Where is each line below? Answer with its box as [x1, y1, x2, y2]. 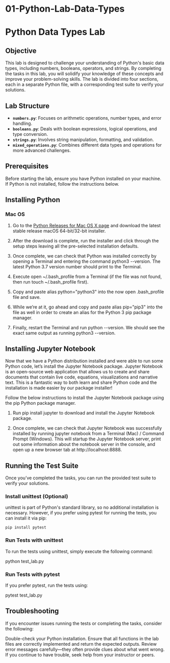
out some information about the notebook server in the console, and [12, 441, 156, 447]
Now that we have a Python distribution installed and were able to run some [5, 358, 163, 364]
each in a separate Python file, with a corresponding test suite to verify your [5, 82, 164, 88]
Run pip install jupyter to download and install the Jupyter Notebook [12, 410, 155, 416]
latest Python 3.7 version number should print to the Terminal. [12, 263, 142, 269]
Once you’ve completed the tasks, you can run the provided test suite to [5, 475, 156, 481]
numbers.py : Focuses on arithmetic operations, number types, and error [12, 115, 161, 121]
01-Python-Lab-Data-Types [5, 3, 125, 15]
